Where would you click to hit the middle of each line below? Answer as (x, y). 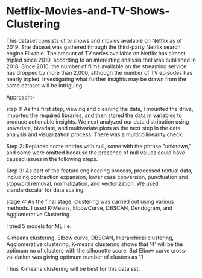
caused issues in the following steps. (52, 159)
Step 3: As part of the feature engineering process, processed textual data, (99, 171)
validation (18, 257)
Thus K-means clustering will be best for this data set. (73, 268)
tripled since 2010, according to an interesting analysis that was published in (101, 60)
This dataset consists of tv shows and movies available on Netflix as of (94, 40)
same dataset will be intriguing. (45, 85)
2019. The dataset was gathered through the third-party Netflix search (93, 47)
